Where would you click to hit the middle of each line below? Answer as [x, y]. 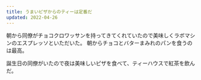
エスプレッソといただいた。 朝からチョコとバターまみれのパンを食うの [104, 43]
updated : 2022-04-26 [32, 17]
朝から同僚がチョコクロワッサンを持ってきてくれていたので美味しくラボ [96, 35]
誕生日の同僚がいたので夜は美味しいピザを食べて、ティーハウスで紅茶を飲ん [101, 63]
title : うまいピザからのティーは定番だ [49, 12]
